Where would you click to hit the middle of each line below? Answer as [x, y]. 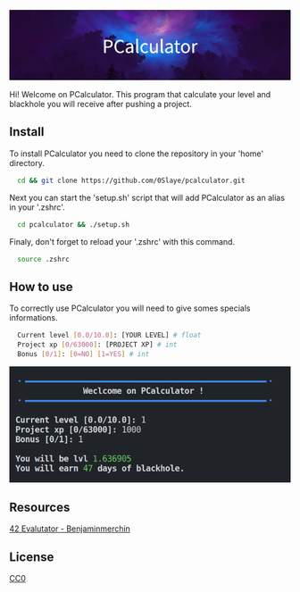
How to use [41, 287]
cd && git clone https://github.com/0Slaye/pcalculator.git [131, 180]
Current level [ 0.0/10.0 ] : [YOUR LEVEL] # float [109, 336]
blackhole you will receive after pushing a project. [100, 104]
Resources [40, 507]
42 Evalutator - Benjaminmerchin [70, 529]
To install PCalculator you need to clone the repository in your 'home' [137, 154]
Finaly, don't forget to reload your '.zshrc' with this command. [122, 241]
